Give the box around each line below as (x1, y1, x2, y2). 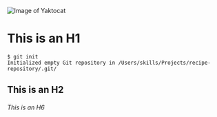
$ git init (7, 53, 39, 60)
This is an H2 (7, 84, 64, 96)
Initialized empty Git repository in (7, 59, 116, 66)
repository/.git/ (7, 65, 57, 72)
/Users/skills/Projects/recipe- (118, 59, 211, 66)
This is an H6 (7, 103, 45, 111)
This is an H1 (7, 31, 81, 46)
